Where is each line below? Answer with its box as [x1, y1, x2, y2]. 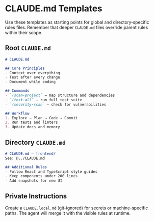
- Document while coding [5, 80, 56, 84]
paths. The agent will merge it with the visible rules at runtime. [5, 210, 131, 216]
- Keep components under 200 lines [5, 174, 78, 179]
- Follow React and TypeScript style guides [5, 169, 98, 174]
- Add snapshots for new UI [5, 178, 63, 183]
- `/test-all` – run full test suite [5, 97, 82, 102]
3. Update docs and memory [5, 125, 60, 130]
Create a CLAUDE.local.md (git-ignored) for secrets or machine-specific [5, 205, 148, 211]
